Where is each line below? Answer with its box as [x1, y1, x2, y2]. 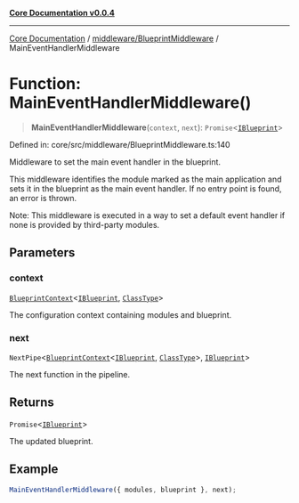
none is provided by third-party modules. [9, 219, 160, 230]
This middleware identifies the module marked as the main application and [9, 174, 282, 184]
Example [9, 462, 59, 477]
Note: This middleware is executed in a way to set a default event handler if [9, 209, 286, 221]
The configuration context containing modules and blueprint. [9, 309, 232, 320]
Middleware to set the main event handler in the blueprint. [9, 156, 221, 167]
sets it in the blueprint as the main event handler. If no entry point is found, [9, 183, 282, 194]
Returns [9, 395, 55, 410]
